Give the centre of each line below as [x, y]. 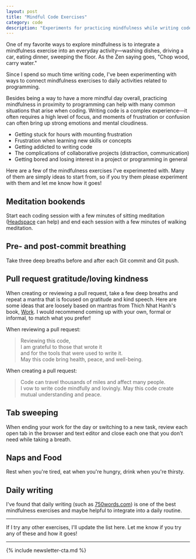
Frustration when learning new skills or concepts [73, 140]
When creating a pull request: [41, 371]
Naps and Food [34, 457]
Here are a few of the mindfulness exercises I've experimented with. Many [95, 171]
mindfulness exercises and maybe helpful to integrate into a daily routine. [94, 510]
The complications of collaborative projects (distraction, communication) [102, 153]
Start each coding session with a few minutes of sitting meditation [85, 216]
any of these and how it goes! [42, 534]
